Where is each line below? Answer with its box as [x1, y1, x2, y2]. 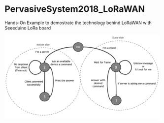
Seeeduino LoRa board [4, 25, 51, 31]
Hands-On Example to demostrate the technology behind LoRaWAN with [4, 20, 152, 26]
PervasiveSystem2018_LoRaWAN [4, 3, 145, 15]
